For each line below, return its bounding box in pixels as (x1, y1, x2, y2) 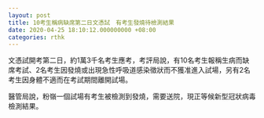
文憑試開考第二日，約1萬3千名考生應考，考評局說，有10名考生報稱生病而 (8, 55, 243, 65)
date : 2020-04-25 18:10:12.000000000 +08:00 (8, 26, 156, 34)
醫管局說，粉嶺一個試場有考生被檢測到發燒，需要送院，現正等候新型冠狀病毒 (8, 91, 256, 102)
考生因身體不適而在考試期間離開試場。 (8, 75, 132, 84)
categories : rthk (8, 33, 65, 41)
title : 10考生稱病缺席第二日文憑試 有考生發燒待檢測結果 (8, 19, 174, 27)
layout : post (8, 11, 51, 20)
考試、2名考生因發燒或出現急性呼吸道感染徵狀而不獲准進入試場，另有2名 (14, 66, 251, 75)
